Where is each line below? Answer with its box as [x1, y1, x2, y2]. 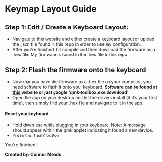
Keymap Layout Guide [5, 3, 97, 15]
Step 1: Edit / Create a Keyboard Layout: [5, 23, 129, 31]
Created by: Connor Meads [5, 151, 62, 158]
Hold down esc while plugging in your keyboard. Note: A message [12, 122, 146, 128]
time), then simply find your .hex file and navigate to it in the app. [12, 100, 144, 106]
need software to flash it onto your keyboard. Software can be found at [12, 84, 157, 90]
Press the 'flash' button [12, 133, 60, 138]
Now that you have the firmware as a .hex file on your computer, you [12, 79, 151, 84]
